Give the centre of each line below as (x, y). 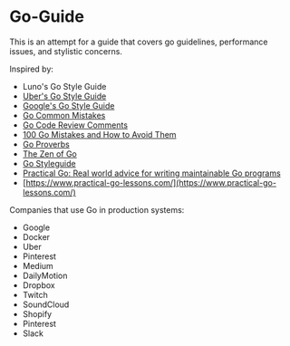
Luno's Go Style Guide (64, 86)
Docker (36, 236)
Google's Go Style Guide (68, 105)
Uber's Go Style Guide (64, 96)
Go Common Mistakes (64, 115)
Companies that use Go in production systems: (97, 209)
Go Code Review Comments (75, 125)
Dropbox (39, 285)
